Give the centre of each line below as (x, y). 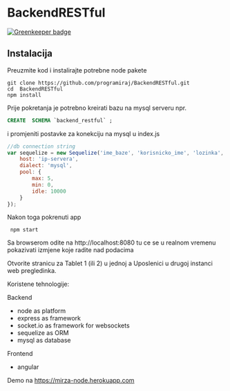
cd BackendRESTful (35, 89)
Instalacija (30, 54)
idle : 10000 (49, 191)
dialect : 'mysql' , (46, 166)
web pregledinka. (32, 271)
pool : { (30, 172)
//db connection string (41, 146)
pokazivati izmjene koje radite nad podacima (70, 250)
